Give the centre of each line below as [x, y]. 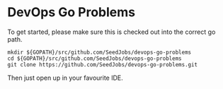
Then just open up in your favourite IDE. [65, 78]
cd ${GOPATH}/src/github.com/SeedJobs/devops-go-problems [95, 58]
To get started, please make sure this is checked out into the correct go [111, 32]
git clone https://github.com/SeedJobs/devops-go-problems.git [103, 64]
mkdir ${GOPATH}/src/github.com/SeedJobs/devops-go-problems [99, 52]
